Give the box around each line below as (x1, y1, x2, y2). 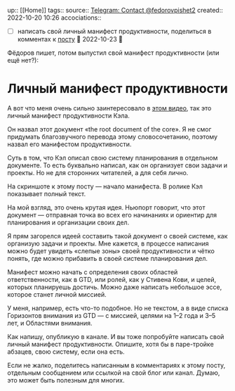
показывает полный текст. (7, 190, 86, 198)
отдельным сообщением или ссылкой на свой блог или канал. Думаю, (7, 368, 220, 377)
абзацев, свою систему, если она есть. (7, 347, 125, 356)
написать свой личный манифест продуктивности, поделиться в (17, 27, 212, 35)
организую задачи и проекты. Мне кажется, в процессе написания (7, 239, 209, 248)
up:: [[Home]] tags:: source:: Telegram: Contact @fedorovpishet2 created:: (7, 6, 223, 14)
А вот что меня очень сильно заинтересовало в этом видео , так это (7, 104, 212, 112)
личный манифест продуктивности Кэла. (7, 112, 130, 120)
